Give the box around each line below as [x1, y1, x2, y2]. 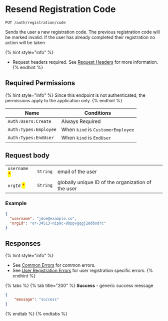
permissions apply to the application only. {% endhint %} [5, 97, 122, 103]
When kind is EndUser [61, 134, 111, 141]
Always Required [61, 118, 101, 125]
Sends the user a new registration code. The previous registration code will [5, 29, 160, 35]
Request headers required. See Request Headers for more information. [12, 59, 158, 65]
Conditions [84, 109, 111, 116]
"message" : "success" [14, 297, 59, 302]
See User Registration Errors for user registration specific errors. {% [12, 267, 153, 274]
